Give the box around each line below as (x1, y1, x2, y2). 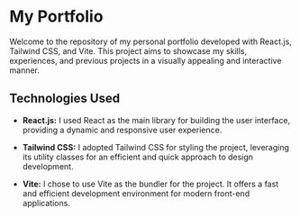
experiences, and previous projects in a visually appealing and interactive (9, 55, 282, 66)
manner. (9, 65, 41, 76)
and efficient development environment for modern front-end (22, 187, 250, 199)
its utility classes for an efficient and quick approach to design (22, 151, 254, 162)
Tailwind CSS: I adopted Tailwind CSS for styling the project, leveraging (22, 141, 290, 152)
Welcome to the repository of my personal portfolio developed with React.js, (9, 36, 293, 47)
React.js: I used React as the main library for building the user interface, (22, 114, 291, 125)
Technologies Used (9, 91, 120, 106)
